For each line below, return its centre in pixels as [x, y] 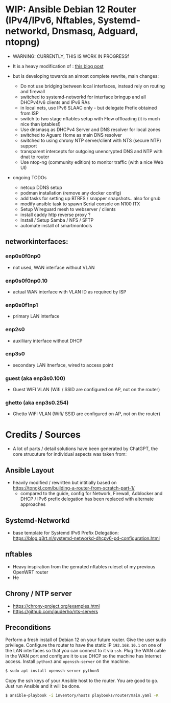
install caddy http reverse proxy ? [55, 215]
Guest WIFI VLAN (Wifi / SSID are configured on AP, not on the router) [86, 390]
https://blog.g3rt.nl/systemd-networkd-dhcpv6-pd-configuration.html [86, 538]
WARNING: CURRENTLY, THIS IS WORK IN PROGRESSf [71, 56]
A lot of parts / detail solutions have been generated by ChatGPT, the [85, 449]
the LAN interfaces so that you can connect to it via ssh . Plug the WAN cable [86, 651]
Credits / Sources [43, 434]
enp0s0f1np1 [22, 305]
